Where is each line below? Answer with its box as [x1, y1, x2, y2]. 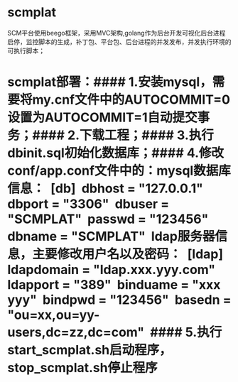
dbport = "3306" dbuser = [7, 196, 170, 212]
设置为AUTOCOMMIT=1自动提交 [7, 109, 198, 126]
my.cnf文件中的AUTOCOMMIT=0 [32, 92, 231, 108]
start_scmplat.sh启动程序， [7, 342, 172, 359]
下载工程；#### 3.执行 [79, 127, 215, 143]
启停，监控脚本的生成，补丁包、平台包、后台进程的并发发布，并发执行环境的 [7, 37, 232, 46]
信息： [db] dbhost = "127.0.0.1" [7, 180, 204, 197]
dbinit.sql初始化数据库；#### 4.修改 [7, 145, 225, 161]
